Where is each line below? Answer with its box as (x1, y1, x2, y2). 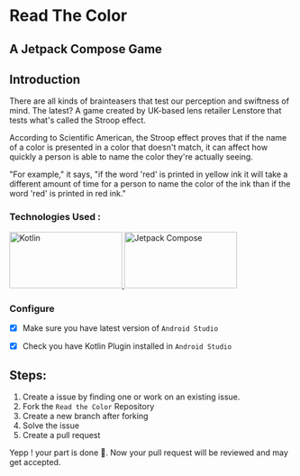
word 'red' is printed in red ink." (9, 188, 126, 199)
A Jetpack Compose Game (9, 41, 162, 57)
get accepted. (9, 456, 61, 467)
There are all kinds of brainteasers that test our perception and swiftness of (9, 96, 290, 106)
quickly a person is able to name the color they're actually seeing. (9, 151, 254, 162)
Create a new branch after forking (22, 410, 149, 421)
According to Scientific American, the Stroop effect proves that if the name (9, 133, 287, 143)
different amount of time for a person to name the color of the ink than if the (9, 178, 291, 189)
